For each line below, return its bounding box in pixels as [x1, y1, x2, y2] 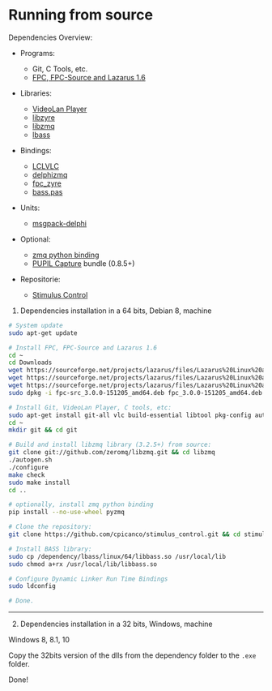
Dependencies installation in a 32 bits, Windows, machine [19, 619, 213, 629]
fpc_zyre [32, 178, 62, 188]
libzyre [32, 112, 55, 122]
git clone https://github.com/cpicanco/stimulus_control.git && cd [8, 530, 241, 539]
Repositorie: [19, 274, 61, 284]
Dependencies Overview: [8, 32, 93, 42]
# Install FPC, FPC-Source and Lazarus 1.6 [8, 343, 158, 352]
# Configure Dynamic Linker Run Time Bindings [8, 574, 168, 583]
